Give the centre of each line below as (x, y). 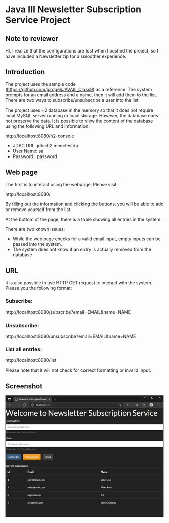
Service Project (38, 20)
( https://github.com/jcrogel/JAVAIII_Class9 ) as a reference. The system (79, 89)
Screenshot (24, 386)
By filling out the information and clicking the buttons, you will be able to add (84, 204)
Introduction (25, 72)
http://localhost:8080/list (31, 360)
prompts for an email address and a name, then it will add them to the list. (81, 95)
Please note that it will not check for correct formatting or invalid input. (78, 370)
